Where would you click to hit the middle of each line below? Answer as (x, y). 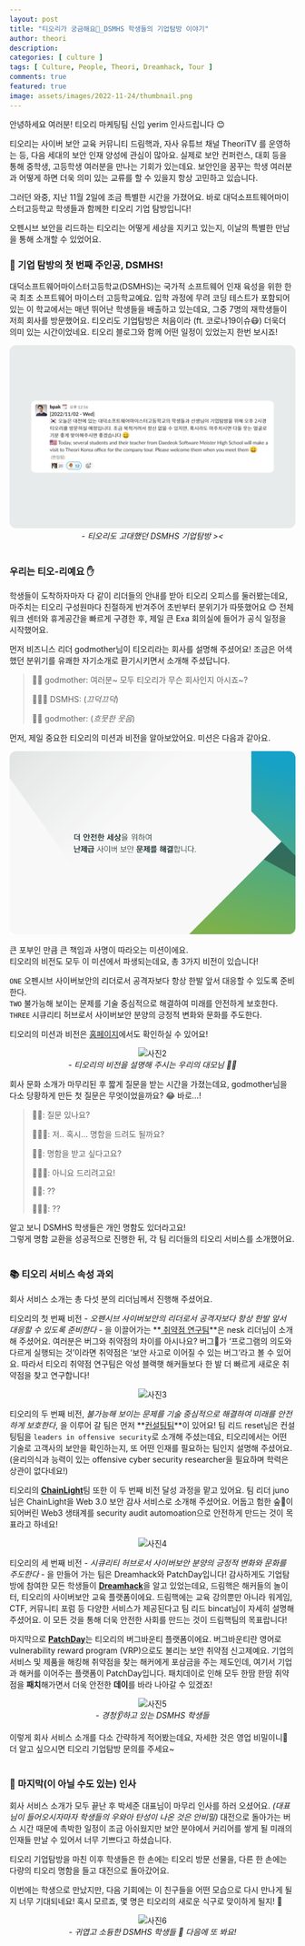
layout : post (34, 19)
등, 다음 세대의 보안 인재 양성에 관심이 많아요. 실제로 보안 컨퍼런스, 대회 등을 (153, 155)
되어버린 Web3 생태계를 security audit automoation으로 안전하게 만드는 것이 (147, 1512)
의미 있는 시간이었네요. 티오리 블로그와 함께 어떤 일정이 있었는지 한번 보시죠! (144, 331)
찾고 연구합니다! (61, 1375)
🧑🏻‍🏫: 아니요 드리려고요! (74, 1173)
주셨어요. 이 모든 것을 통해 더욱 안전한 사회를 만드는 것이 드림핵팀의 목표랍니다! (148, 1619)
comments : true (38, 77)
